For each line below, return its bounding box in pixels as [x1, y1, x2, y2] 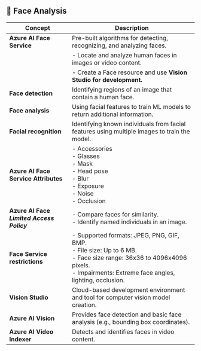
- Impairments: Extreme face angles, [71, 268, 175, 277]
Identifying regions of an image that [71, 85, 172, 93]
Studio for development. [71, 75, 142, 84]
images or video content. [71, 58, 142, 66]
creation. [71, 300, 97, 309]
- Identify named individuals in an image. [71, 218, 187, 226]
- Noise [71, 189, 94, 197]
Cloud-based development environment [71, 285, 185, 294]
